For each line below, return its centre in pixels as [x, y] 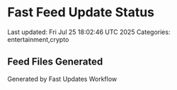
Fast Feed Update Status [81, 12]
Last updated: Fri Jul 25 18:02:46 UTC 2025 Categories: [89, 32]
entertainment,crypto [38, 39]
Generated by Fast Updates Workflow [62, 79]
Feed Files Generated [55, 62]
